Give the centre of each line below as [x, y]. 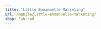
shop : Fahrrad [20, 19]
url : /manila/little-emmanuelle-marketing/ [51, 14]
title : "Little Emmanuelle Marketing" [45, 10]
